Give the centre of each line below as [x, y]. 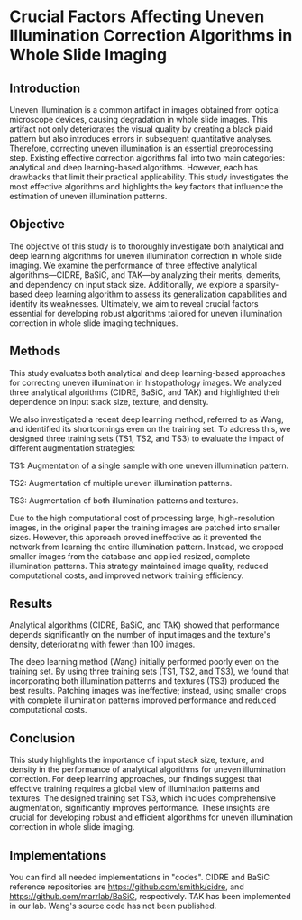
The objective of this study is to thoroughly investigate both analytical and [146, 246]
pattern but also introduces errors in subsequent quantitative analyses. [141, 138]
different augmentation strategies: [73, 447]
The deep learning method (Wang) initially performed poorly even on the [144, 662]
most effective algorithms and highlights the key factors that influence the [146, 186]
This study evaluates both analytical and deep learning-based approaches [147, 373]
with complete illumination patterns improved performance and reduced [143, 700]
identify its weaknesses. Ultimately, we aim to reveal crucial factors [134, 303]
